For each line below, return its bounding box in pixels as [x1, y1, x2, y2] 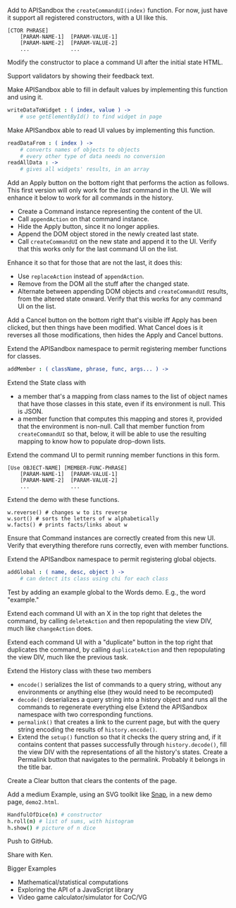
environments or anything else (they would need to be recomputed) [17, 688, 214, 696]
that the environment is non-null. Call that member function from [17, 422, 205, 430]
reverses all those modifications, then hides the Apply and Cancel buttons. [7, 331, 223, 340]
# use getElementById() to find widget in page [20, 113, 162, 120]
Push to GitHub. [7, 837, 54, 846]
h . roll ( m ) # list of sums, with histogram [7, 818, 134, 825]
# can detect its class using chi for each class [20, 575, 169, 582]
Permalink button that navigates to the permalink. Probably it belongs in [17, 755, 225, 763]
